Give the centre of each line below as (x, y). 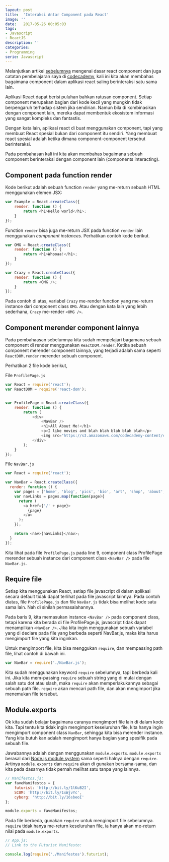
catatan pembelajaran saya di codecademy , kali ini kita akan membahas (79, 77)
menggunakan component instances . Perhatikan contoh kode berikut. (77, 235)
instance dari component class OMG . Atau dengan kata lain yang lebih (76, 306)
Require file (23, 579)
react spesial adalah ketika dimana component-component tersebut (75, 139)
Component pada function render (59, 175)
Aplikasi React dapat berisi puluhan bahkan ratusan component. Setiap (78, 97)
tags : (11, 29)
